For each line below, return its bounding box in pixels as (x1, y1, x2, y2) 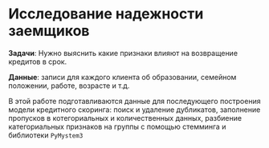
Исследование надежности (8, 5, 204, 23)
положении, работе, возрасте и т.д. (8, 81, 130, 90)
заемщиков (8, 22, 90, 40)
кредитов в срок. (8, 57, 67, 66)
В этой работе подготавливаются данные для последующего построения (8, 96, 261, 106)
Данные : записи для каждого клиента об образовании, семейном (8, 72, 237, 82)
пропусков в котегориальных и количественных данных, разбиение (8, 113, 243, 122)
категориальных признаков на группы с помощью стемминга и (8, 122, 226, 131)
